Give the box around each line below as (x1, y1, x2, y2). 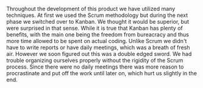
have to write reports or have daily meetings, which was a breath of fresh (6, 44, 190, 51)
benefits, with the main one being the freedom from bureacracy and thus (6, 31, 189, 38)
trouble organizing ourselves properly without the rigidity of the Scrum (6, 57, 183, 64)
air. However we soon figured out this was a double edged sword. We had (6, 50, 192, 57)
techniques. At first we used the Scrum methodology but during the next (6, 12, 188, 19)
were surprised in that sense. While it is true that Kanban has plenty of (6, 24, 183, 32)
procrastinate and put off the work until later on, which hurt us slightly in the (6, 70, 197, 76)
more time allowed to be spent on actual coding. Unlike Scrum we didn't (6, 38, 187, 44)
